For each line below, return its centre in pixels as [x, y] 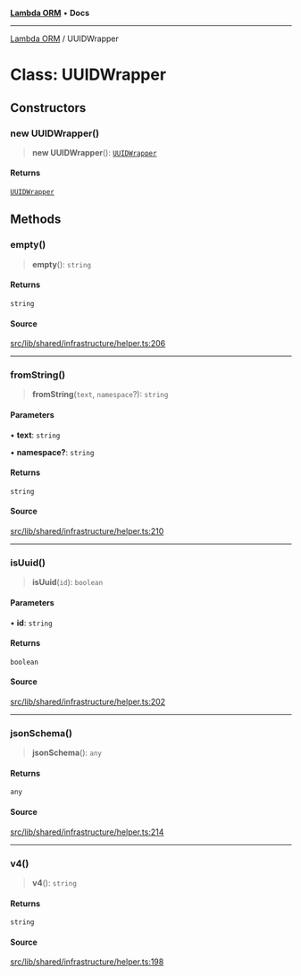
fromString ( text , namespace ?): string [100, 395]
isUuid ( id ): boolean [67, 582]
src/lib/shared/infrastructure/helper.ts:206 [88, 344]
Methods [36, 220]
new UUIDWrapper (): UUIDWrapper [94, 152]
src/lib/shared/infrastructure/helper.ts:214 [87, 832]
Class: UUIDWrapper [88, 75]
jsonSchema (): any [67, 753]
